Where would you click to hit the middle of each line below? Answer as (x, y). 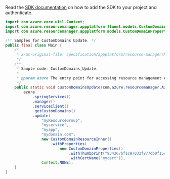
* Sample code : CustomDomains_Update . (57, 69)
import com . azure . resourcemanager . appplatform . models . (64, 31)
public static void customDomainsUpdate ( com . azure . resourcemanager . (88, 87)
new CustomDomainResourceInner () (77, 139)
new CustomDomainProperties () (91, 149)
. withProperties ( (69, 144)
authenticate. (19, 13)
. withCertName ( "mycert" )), (97, 158)
